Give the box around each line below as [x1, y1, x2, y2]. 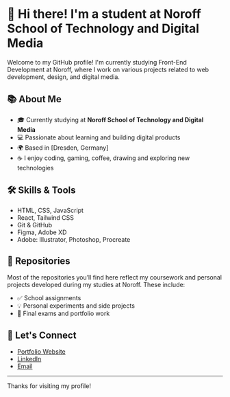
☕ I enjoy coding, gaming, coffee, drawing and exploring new [16, 154, 190, 162]
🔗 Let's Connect [7, 329, 77, 341]
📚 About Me [7, 93, 62, 105]
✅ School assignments [16, 294, 81, 302]
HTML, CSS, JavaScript [16, 206, 84, 214]
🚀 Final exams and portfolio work [16, 309, 110, 318]
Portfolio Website [16, 348, 66, 356]
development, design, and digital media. [7, 72, 120, 81]
